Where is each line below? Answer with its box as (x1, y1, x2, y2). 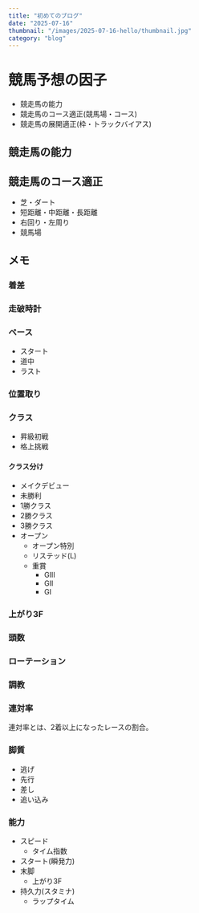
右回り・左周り (19, 217, 70, 227)
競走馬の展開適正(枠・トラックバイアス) (19, 120, 152, 129)
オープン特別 (31, 541, 75, 550)
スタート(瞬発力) (19, 856, 75, 866)
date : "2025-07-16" (8, 19, 74, 27)
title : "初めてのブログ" (8, 11, 83, 20)
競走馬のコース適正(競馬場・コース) (19, 109, 138, 119)
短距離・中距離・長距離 (19, 208, 98, 217)
